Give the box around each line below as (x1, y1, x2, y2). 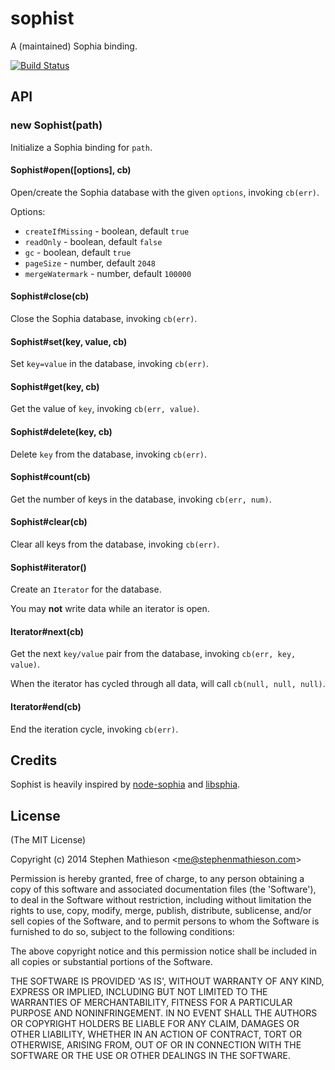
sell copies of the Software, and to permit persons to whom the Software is (10, 915, 320, 927)
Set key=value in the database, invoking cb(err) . (10, 358, 210, 370)
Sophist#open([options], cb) (10, 164, 132, 176)
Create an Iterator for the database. (10, 583, 162, 596)
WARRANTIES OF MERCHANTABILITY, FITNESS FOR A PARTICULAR (10, 997, 293, 1009)
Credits (10, 752, 58, 769)
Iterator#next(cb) (10, 625, 85, 637)
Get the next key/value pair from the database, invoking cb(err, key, (10, 648, 297, 660)
